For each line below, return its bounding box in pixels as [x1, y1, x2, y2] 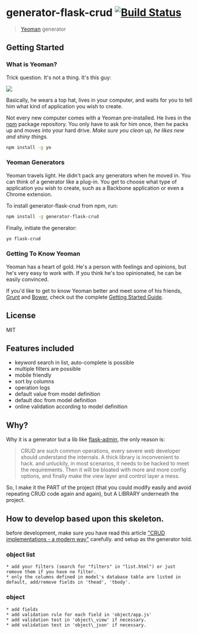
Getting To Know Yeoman [6, 250, 81, 258]
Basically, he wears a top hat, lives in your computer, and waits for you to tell [6, 96, 193, 103]
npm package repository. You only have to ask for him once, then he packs [6, 120, 189, 127]
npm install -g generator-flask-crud [6, 214, 99, 219]
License [6, 310, 36, 321]
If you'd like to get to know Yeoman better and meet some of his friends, [6, 287, 182, 294]
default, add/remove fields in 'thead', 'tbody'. [6, 580, 131, 586]
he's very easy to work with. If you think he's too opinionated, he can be [6, 269, 182, 276]
